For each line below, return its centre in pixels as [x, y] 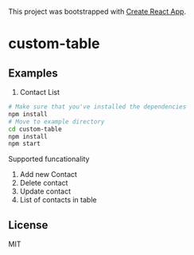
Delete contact [44, 183]
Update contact [45, 191]
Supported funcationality [49, 159]
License [28, 225]
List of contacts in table [58, 200]
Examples [33, 73]
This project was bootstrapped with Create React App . [97, 12]
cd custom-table [35, 129]
